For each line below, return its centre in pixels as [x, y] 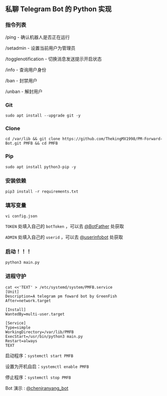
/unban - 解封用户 [24, 91]
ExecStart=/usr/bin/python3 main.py [44, 336]
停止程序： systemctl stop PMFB [38, 377]
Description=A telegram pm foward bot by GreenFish [61, 296]
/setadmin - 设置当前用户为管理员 [40, 48]
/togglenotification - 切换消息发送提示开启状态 [53, 59]
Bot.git [13, 144]
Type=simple [18, 328]
